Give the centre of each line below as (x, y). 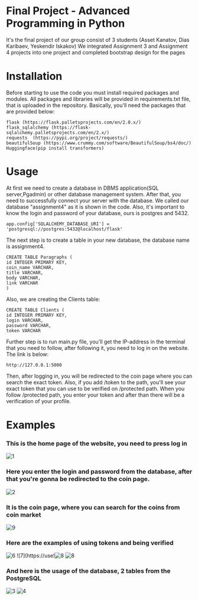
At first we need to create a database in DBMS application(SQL (82, 188)
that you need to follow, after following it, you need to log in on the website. (98, 348)
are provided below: (30, 111)
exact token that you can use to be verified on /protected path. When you (95, 388)
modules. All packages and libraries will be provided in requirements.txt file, (98, 99)
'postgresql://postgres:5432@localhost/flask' (64, 229)
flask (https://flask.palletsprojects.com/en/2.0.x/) (74, 122)
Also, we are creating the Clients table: (53, 299)
